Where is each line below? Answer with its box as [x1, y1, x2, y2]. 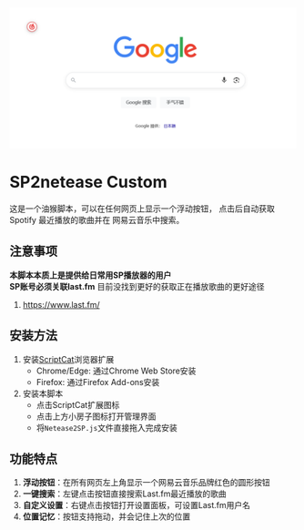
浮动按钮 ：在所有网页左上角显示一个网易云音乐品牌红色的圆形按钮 [22, 477, 270, 488]
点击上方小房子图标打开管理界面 [35, 411, 157, 422]
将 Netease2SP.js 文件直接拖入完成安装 [35, 422, 177, 433]
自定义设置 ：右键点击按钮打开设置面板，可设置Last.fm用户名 [22, 500, 251, 511]
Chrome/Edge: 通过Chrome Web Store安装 [35, 365, 197, 376]
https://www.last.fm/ [22, 299, 100, 310]
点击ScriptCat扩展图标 [35, 399, 120, 410]
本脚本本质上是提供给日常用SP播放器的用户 [9, 270, 172, 280]
